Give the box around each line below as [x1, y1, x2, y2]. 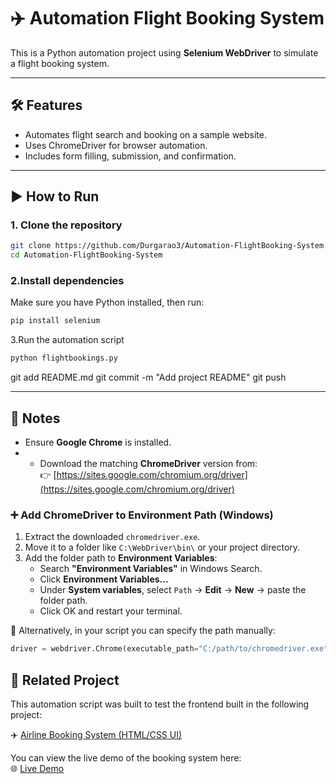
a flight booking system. [10, 57, 110, 69]
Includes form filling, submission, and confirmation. [24, 150, 237, 162]
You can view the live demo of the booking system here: [10, 752, 242, 764]
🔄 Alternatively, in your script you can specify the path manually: [10, 625, 276, 637]
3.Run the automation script [10, 334, 125, 346]
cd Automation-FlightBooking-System [10, 250, 163, 260]
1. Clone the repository [10, 218, 123, 232]
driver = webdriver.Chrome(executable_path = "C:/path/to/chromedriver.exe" [10, 644, 329, 654]
